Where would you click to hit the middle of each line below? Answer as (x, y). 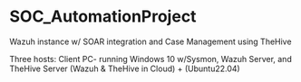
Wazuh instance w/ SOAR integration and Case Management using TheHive (150, 41)
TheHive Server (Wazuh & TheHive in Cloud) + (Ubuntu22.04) (125, 68)
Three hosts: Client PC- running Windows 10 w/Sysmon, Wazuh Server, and (150, 59)
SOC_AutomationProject (103, 17)
